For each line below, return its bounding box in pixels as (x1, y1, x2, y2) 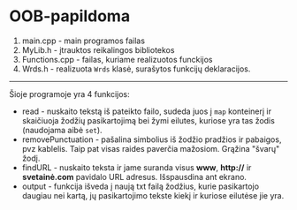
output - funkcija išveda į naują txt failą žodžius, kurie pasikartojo (21, 181, 259, 191)
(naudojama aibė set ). (21, 124, 103, 135)
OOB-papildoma (9, 6, 131, 26)
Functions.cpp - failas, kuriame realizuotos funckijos (21, 54, 213, 64)
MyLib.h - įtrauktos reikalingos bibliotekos (21, 44, 175, 55)
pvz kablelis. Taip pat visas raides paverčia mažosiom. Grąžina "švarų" (21, 143, 280, 154)
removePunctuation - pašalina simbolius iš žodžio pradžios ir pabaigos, (21, 134, 282, 145)
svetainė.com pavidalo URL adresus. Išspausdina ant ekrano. (21, 171, 247, 182)
